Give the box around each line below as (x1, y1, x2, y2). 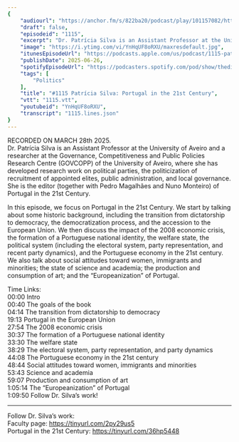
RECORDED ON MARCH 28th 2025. (7, 136, 112, 145)
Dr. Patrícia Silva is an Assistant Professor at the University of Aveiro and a (7, 143, 225, 152)
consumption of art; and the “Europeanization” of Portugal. (7, 271, 180, 279)
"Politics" (33, 76, 65, 84)
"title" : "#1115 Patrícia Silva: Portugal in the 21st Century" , (20, 90, 218, 97)
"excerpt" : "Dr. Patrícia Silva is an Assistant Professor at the (20, 37, 221, 44)
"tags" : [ (20, 70, 50, 77)
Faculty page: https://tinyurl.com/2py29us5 (7, 418, 135, 428)
